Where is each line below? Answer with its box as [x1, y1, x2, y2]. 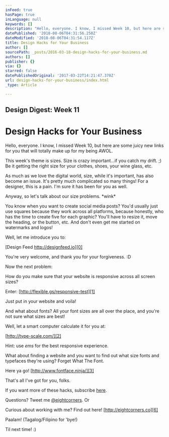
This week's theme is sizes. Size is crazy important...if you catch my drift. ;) [5, 157, 162, 163]
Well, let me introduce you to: [5, 234, 66, 240]
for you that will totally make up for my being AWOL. [5, 147, 113, 154]
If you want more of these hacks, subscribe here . [5, 387, 107, 393]
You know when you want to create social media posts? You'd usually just [5, 203, 158, 209]
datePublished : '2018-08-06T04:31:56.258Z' [5, 31, 98, 36]
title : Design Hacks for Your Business [5, 40, 89, 45]
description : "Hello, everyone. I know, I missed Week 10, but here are [5, 26, 161, 31]
